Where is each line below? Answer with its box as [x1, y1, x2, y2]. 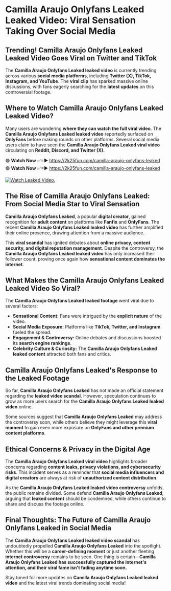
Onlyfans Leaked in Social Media [5, 523, 111, 533]
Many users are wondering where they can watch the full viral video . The [5, 125, 162, 132]
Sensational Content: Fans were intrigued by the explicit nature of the [12, 313, 162, 319]
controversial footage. [5, 89, 52, 95]
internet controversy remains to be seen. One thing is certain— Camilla [5, 554, 156, 560]
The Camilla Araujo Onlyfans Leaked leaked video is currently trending [5, 68, 157, 73]
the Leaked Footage [5, 374, 70, 382]
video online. [5, 404, 33, 410]
